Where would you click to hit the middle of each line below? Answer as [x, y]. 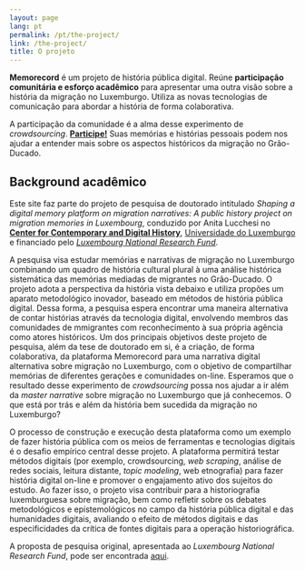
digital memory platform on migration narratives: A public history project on [151, 213]
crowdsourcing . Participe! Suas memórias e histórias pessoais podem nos [149, 134]
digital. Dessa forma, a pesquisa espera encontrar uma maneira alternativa [149, 308]
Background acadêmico [78, 181]
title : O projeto [42, 52]
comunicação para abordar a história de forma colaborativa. [122, 106]
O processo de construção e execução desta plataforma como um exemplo [151, 432]
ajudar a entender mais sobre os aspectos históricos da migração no [138, 144]
